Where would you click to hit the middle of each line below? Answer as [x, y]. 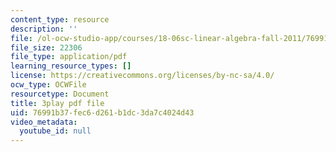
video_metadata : [44, 122]
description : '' [44, 29]
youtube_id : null [55, 131]
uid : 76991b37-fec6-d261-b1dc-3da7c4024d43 [102, 112]
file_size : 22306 [46, 47]
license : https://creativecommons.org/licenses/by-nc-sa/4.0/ [142, 76]
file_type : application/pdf [69, 57]
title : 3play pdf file [57, 103]
